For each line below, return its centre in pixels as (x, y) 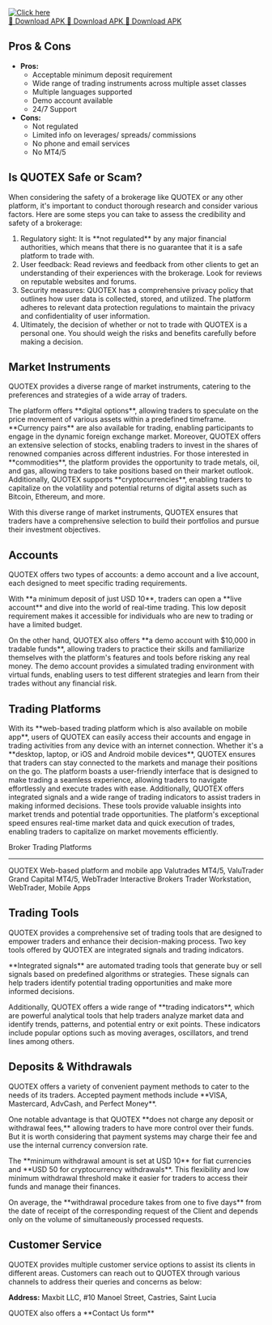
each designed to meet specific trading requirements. (98, 584)
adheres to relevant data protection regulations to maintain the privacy (137, 307)
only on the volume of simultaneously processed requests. (106, 1219)
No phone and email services (81, 143)
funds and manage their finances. (65, 1187)
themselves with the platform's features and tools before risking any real (129, 658)
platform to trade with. (57, 256)
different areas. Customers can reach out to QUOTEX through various (124, 1273)
